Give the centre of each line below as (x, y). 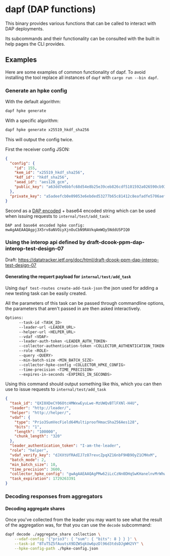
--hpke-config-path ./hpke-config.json (56, 548)
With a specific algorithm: (32, 121)
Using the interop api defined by (46, 243)
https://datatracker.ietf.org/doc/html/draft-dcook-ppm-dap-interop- (89, 260)
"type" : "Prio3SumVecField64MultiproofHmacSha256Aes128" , (77, 422)
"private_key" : (26, 196)
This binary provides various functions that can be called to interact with (81, 23)
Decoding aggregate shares (35, 508)
